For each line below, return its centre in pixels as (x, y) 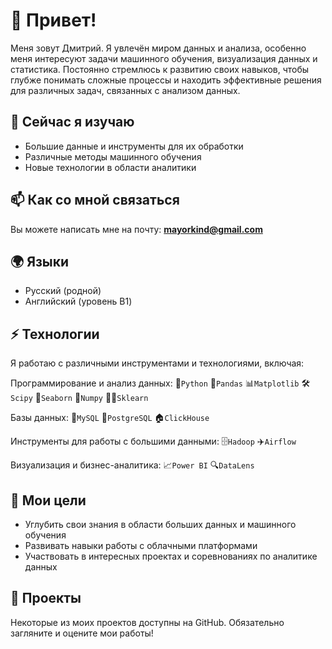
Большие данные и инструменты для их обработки (134, 146)
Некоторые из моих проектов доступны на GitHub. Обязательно (147, 622)
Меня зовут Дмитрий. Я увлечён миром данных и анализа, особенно (158, 48)
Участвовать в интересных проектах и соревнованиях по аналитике (171, 556)
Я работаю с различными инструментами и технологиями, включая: (157, 363)
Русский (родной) (63, 291)
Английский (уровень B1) (78, 301)
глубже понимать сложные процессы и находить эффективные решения (166, 80)
